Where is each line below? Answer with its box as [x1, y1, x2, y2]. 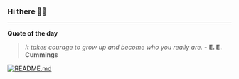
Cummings [24, 51, 58, 59]
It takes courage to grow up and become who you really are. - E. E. [24, 43, 223, 52]
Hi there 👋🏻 [7, 6, 47, 16]
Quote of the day [7, 29, 58, 38]
